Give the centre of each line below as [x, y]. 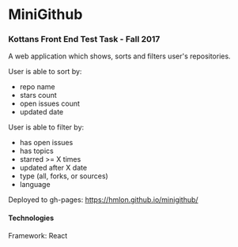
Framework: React [38, 235]
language [35, 185]
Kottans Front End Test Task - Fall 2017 [84, 39]
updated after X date [53, 168]
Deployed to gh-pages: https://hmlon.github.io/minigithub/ [104, 200]
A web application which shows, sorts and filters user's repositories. [119, 56]
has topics [36, 151]
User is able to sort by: [45, 72]
